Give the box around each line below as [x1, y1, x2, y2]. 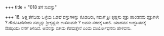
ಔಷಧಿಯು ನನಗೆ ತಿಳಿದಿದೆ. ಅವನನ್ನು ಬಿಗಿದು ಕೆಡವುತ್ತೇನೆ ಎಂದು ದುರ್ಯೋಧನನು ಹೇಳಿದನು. [5, 25, 132, 31]
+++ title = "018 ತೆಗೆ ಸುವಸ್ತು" [5, 4, 57, 10]
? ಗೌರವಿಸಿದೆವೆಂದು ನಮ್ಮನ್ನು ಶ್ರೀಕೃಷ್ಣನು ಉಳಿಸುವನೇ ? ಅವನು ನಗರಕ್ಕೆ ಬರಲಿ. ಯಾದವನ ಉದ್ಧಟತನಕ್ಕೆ [5, 20, 146, 25]
